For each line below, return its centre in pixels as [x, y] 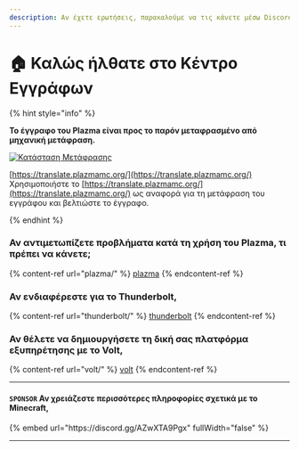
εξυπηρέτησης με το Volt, [66, 350]
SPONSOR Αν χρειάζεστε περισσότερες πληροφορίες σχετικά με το [133, 398]
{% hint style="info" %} [53, 113]
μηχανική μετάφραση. [53, 140]
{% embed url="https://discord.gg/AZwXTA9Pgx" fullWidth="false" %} [139, 428]
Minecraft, [29, 408]
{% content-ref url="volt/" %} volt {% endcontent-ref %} [113, 370]
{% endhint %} [36, 220]
